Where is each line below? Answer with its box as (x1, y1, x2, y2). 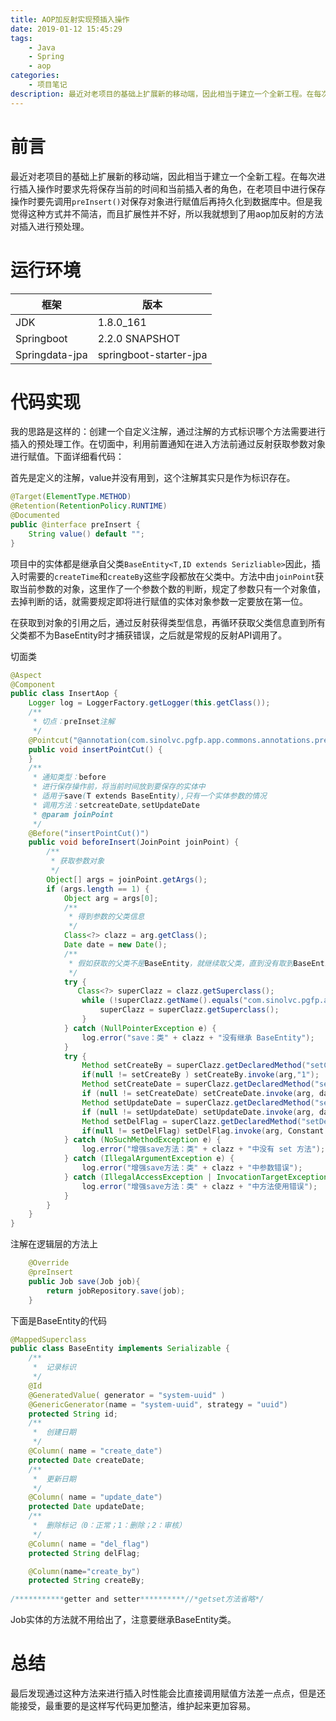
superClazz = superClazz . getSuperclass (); (99, 1005, 280, 1015)
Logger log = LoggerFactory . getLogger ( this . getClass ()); (28, 698, 271, 708)
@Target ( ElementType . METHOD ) (10, 492, 132, 502)
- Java (28, 42, 56, 53)
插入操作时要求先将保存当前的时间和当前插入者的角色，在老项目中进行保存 (18, 182, 326, 195)
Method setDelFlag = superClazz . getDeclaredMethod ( (81, 1116, 302, 1126)
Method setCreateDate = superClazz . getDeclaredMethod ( (81, 1079, 315, 1090)
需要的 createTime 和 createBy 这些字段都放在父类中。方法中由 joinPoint (27, 570, 316, 582)
